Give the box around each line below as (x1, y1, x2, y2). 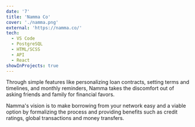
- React (11, 57, 30, 63)
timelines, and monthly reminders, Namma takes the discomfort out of (6, 85, 175, 92)
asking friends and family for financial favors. (6, 91, 115, 98)
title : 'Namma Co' (6, 14, 51, 20)
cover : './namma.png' (6, 19, 59, 25)
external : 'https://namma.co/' (6, 24, 82, 31)
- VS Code (11, 36, 35, 41)
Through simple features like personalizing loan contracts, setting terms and (6, 79, 190, 86)
